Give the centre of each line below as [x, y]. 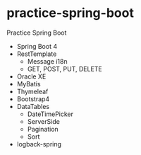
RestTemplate [37, 54]
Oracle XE [31, 76]
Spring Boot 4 [37, 46]
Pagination [43, 129]
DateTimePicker [50, 114]
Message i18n [47, 61]
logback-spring [39, 144]
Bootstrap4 [33, 99]
